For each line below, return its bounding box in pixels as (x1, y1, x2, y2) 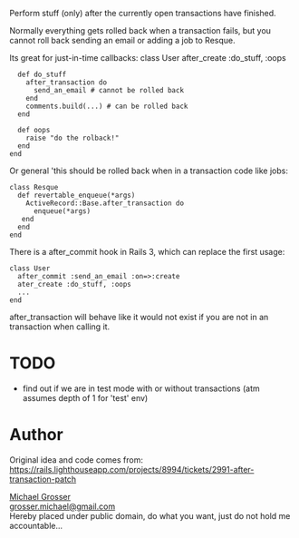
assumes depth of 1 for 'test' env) (22, 392, 149, 403)
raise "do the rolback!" (25, 133, 120, 142)
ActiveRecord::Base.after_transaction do (25, 199, 184, 208)
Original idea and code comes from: (9, 454, 143, 465)
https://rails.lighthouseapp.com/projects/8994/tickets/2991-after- (9, 464, 255, 474)
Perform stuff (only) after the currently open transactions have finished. (9, 8, 276, 18)
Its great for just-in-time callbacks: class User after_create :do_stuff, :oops (9, 53, 287, 63)
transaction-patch (9, 474, 77, 484)
